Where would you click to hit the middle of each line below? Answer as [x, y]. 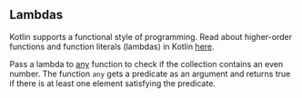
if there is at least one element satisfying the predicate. [113, 83]
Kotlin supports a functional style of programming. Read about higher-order [151, 36]
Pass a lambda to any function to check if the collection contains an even [146, 64]
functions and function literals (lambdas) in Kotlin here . [112, 46]
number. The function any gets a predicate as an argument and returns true [150, 73]
